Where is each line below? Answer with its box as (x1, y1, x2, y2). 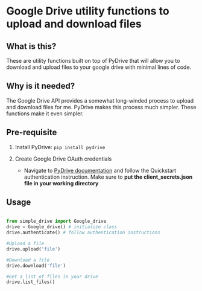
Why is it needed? (6, 81, 75, 91)
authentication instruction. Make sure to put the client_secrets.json (24, 173, 193, 181)
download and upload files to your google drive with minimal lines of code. (6, 63, 192, 71)
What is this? (6, 41, 57, 51)
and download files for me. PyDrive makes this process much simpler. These (6, 103, 197, 110)
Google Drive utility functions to (6, 4, 170, 18)
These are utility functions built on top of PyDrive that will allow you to (6, 57, 180, 64)
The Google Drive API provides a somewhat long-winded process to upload (6, 97, 194, 104)
